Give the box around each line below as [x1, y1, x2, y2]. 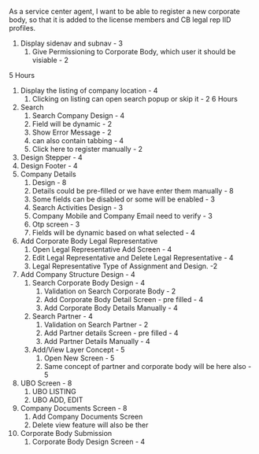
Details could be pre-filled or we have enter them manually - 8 [31, 186, 235, 195]
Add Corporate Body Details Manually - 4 [43, 303, 178, 312]
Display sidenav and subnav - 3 [20, 39, 123, 48]
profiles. [9, 24, 36, 32]
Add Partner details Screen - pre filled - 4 [43, 328, 179, 338]
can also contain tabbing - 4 [31, 136, 124, 145]
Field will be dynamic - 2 [31, 120, 113, 128]
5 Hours [9, 71, 35, 79]
